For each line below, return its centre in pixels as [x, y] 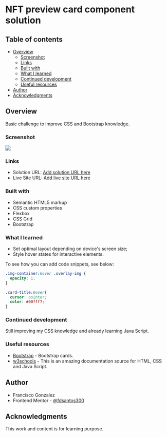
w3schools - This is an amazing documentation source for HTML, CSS [87, 361]
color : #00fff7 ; [27, 302]
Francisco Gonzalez [34, 395]
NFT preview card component [70, 9]
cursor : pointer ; [29, 297]
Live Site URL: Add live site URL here [52, 178]
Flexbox [21, 213]
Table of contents [34, 39]
